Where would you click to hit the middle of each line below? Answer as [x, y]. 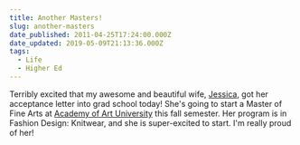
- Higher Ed [40, 69]
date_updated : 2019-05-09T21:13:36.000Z [87, 43]
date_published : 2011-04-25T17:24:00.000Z [90, 34]
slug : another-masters [52, 26]
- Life [30, 60]
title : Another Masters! [56, 18]
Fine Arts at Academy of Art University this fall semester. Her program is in [148, 113]
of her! [22, 132]
